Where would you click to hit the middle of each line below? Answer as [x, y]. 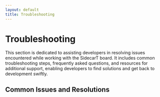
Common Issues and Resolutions [57, 89]
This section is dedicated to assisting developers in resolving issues [75, 53]
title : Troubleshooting [30, 14]
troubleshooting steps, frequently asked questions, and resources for [76, 63]
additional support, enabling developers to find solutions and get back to [80, 69]
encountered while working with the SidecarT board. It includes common [80, 58]
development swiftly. [27, 74]
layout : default [22, 10]
